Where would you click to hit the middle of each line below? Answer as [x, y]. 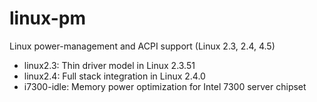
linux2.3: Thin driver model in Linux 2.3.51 [109, 65]
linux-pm [47, 18]
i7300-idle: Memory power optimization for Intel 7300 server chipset [165, 86]
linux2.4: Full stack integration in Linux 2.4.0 [114, 76]
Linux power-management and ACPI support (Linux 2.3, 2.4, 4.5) [142, 46]
